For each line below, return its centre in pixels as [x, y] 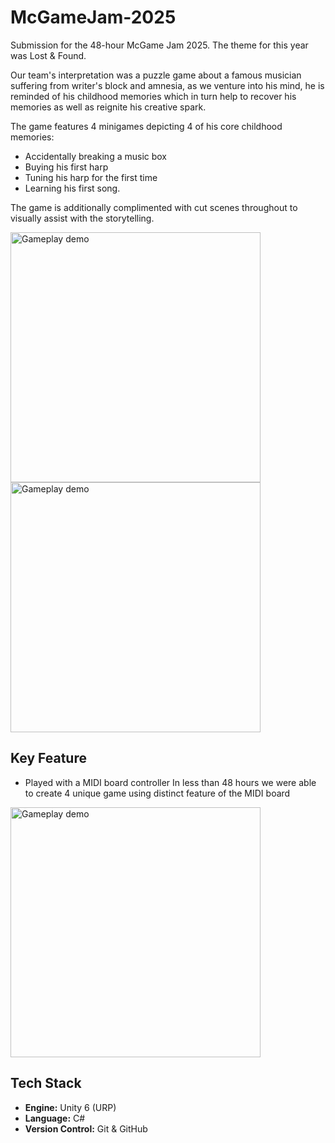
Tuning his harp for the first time [91, 177]
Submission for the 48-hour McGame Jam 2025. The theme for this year [159, 45]
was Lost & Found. [48, 55]
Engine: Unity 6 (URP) [70, 1107]
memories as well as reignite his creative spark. [108, 107]
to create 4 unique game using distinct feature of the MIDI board [157, 793]
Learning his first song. [72, 188]
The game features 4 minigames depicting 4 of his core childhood [146, 126]
